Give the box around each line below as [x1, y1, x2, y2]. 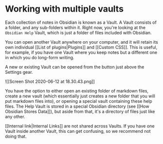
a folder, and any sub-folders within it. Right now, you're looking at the [5, 24, 146, 30]
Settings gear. [5, 69, 33, 75]
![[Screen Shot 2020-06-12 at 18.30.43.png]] [5, 79, 95, 84]
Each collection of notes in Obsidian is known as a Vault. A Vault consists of [5, 19, 157, 25]
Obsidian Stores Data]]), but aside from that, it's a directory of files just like [5, 108, 155, 114]
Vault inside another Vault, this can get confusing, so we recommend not [5, 128, 151, 134]
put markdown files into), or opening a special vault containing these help [5, 98, 152, 104]
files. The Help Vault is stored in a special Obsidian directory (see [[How [5, 103, 149, 109]
